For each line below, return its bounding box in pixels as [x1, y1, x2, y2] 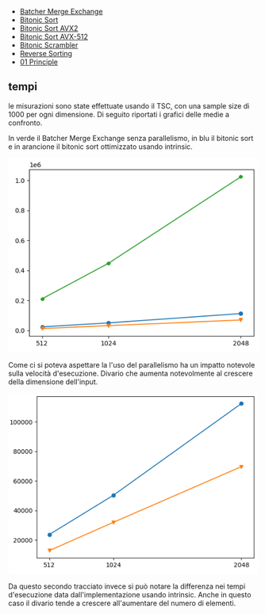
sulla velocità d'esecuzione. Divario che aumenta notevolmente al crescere [8, 368, 253, 379]
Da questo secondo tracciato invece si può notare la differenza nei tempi [8, 582, 246, 591]
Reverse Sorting [19, 49, 73, 58]
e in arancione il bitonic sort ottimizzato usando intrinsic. [8, 142, 193, 151]
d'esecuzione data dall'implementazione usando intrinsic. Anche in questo [8, 589, 252, 599]
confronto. [8, 118, 43, 128]
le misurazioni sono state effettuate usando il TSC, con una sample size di [8, 101, 250, 110]
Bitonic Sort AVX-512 [19, 32, 89, 41]
